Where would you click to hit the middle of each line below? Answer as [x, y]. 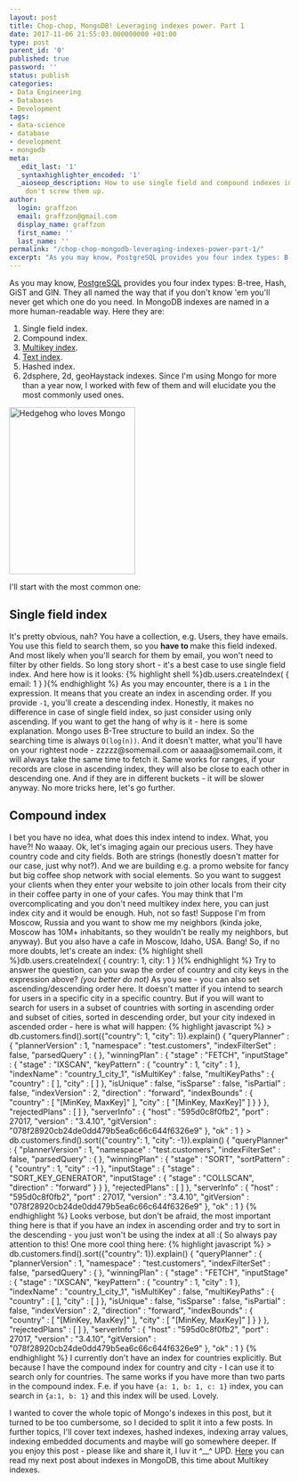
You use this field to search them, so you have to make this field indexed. [143, 646]
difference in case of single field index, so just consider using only [130, 712]
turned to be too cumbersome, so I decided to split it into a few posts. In [141, 1422]
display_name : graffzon [61, 224]
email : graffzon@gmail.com [67, 216]
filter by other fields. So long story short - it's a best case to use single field [148, 664]
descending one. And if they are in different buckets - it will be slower [137, 778]
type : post [29, 42]
